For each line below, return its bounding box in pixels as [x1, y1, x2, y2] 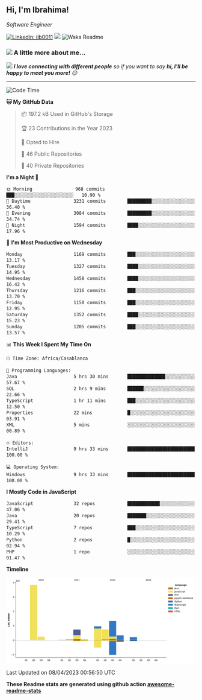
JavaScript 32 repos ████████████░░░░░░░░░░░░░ [6, 501, 195, 507]
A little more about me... [13, 48, 86, 57]
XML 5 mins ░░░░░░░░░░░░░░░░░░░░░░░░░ [6, 422, 195, 428]
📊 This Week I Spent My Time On [6, 341, 91, 348]
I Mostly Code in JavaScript [6, 488, 77, 495]
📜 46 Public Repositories [20, 150, 82, 157]
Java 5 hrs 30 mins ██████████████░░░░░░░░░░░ [6, 374, 195, 380]
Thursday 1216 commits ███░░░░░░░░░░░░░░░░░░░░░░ [6, 288, 195, 294]
